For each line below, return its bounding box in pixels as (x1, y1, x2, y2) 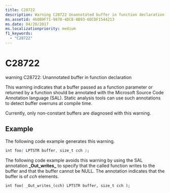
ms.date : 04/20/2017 (5, 21, 49, 27)
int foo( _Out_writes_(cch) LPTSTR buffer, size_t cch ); (5, 183, 130, 188)
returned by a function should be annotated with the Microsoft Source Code (5, 89, 164, 95)
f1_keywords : (5, 31, 33, 36)
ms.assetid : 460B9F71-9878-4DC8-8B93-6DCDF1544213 (5, 17, 115, 22)
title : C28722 (5, 7, 36, 13)
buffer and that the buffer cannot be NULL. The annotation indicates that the (5, 168, 165, 174)
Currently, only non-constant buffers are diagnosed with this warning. (5, 110, 151, 116)
